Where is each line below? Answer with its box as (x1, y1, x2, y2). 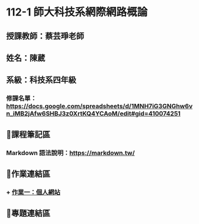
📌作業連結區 (6, 169, 50, 179)
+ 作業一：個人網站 (6, 188, 60, 196)
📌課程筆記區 (6, 129, 50, 140)
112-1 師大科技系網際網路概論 (6, 5, 148, 19)
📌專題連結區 (6, 209, 50, 219)
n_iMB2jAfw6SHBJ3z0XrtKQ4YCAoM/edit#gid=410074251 (6, 109, 181, 118)
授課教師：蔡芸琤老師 (6, 31, 84, 41)
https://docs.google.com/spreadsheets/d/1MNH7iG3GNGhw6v (6, 102, 193, 111)
